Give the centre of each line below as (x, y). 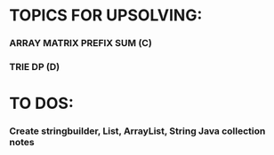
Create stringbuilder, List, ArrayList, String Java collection (137, 131)
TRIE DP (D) (35, 67)
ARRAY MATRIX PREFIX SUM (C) (81, 43)
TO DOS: (41, 104)
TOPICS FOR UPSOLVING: (106, 15)
